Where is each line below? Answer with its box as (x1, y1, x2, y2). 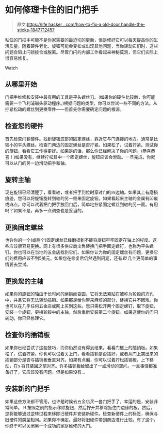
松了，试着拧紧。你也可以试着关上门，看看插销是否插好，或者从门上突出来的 (5, 351, 158, 357)
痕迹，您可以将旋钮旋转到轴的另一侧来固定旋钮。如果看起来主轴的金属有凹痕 (5, 196, 158, 201)
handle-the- (121, 21, 146, 27)
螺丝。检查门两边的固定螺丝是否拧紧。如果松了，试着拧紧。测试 (26, 142, 154, 147)
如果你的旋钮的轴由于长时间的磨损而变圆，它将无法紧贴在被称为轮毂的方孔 (5, 291, 154, 297)
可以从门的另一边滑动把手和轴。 (5, 160, 69, 166)
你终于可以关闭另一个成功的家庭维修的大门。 (5, 423, 95, 429)
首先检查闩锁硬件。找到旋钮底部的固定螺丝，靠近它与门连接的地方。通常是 (5, 136, 154, 142)
